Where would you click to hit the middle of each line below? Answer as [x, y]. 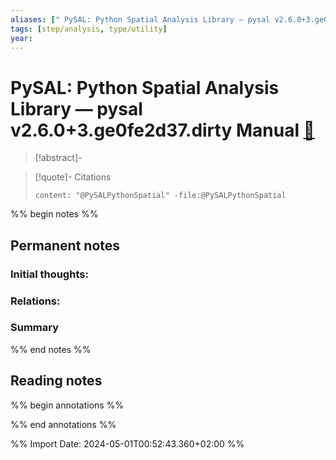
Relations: [35, 301]
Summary [35, 328]
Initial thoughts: [49, 274]
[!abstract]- [58, 158]
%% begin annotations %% [67, 405]
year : [21, 38]
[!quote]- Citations [73, 177]
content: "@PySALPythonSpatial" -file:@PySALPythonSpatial [160, 196]
